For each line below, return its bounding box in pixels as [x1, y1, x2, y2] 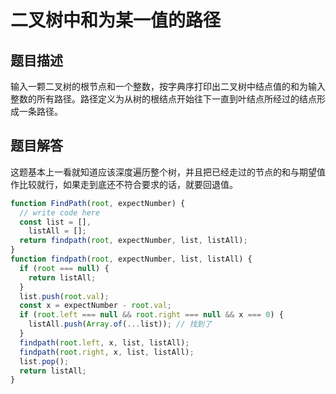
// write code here [19, 207, 101, 218]
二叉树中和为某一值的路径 [10, 9, 222, 32]
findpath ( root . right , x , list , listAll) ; [19, 347, 195, 357]
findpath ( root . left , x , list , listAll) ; [19, 337, 190, 348]
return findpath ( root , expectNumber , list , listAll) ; [19, 236, 248, 246]
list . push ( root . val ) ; [19, 291, 110, 301]
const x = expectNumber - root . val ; [19, 301, 172, 311]
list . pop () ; [19, 356, 70, 366]
